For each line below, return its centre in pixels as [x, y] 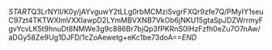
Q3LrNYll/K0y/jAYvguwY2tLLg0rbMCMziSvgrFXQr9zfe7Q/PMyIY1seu [147, 12]
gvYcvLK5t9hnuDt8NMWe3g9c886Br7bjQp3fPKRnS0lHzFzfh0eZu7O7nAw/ [135, 29]
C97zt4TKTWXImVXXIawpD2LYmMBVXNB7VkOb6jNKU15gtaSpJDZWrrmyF [136, 20]
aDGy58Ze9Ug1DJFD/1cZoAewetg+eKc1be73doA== [95, 37]
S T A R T [20, 12]
